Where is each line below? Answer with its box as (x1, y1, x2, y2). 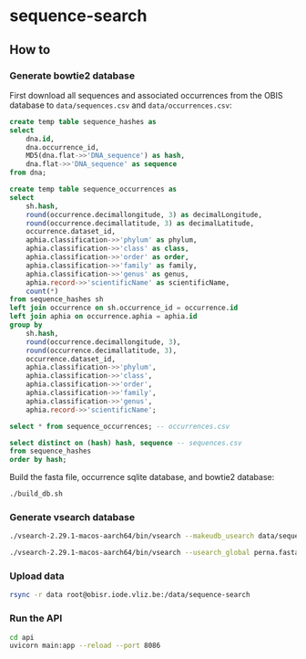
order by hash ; (9, 455, 67, 465)
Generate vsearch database (9, 510, 135, 523)
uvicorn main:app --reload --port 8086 (9, 641, 161, 651)
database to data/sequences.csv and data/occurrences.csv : (9, 99, 232, 110)
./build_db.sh (9, 489, 64, 498)
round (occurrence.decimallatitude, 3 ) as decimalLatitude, (25, 218, 255, 228)
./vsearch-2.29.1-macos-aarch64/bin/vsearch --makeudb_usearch (9, 531, 255, 541)
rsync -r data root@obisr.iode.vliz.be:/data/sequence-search (9, 591, 250, 600)
